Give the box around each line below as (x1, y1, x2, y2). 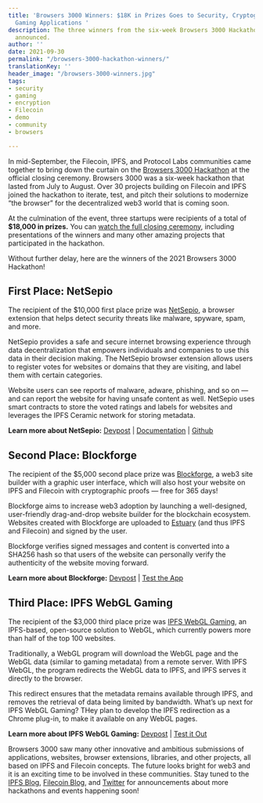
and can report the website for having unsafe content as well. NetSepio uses (8, 394, 255, 404)
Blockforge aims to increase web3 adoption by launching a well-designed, (8, 501, 247, 511)
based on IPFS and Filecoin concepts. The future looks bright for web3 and (8, 761, 250, 771)
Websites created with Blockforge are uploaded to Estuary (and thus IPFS (8, 518, 245, 528)
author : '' (8, 41, 44, 49)
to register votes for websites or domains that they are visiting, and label (8, 362, 241, 372)
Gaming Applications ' (15, 19, 89, 27)
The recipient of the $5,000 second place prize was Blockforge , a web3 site (8, 470, 253, 479)
